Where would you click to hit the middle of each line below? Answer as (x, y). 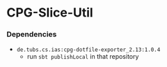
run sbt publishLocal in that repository (83, 57)
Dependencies (32, 35)
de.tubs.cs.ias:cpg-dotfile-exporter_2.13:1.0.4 (88, 50)
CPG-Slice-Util (50, 13)
